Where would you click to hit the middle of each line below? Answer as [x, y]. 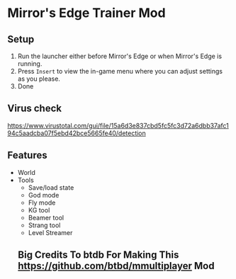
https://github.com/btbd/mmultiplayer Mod [116, 266]
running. [30, 64]
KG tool [39, 210]
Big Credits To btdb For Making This [98, 255]
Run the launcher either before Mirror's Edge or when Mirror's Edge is [119, 56]
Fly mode [42, 203]
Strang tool [44, 225]
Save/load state [51, 187]
